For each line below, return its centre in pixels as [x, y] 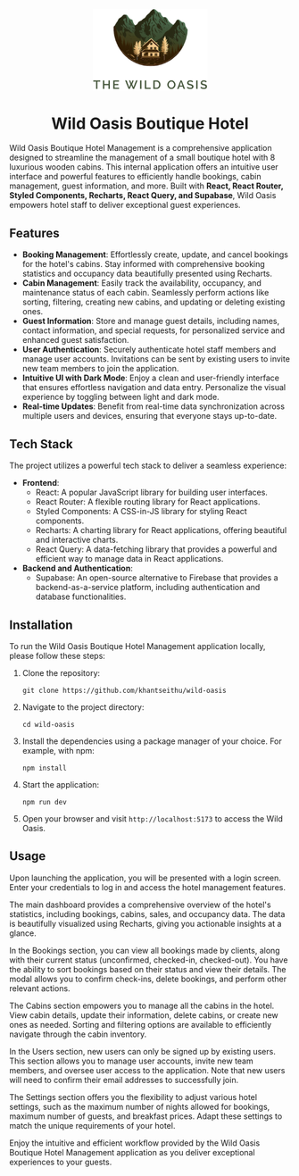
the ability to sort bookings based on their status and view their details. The [148, 969]
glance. [23, 933]
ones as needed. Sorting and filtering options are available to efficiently [141, 1024]
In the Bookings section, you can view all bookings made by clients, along [145, 950]
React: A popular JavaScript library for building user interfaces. [151, 492]
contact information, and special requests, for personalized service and [154, 330]
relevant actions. [40, 988]
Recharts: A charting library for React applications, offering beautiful [161, 530]
